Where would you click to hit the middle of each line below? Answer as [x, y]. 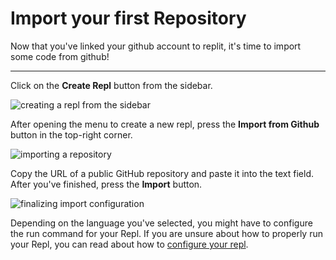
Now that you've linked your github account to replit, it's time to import [156, 46]
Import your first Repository [128, 18]
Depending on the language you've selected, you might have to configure [161, 223]
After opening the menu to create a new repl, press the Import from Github [165, 124]
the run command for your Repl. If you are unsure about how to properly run [166, 233]
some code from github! [60, 56]
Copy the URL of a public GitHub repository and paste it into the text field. [162, 173]
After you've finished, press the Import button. [106, 184]
